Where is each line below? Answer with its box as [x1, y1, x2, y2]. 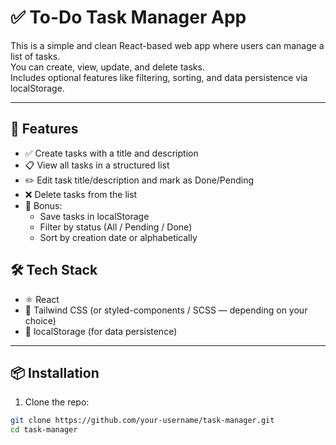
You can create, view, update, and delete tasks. [10, 61, 205, 73]
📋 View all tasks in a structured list [24, 159, 170, 171]
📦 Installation [10, 364, 100, 381]
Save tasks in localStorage [39, 210, 150, 222]
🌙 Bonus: [24, 199, 63, 211]
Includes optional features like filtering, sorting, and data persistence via [10, 71, 308, 83]
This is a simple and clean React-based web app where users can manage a [10, 39, 325, 51]
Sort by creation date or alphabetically [39, 231, 198, 243]
